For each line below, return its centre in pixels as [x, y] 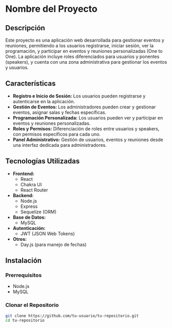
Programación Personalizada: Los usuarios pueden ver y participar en [88, 118]
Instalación [24, 261]
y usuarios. [17, 67]
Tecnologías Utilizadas [43, 161]
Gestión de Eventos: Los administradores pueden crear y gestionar [84, 107]
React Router [34, 190]
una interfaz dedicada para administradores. [60, 145]
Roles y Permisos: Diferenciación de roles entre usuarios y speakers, [86, 128]
